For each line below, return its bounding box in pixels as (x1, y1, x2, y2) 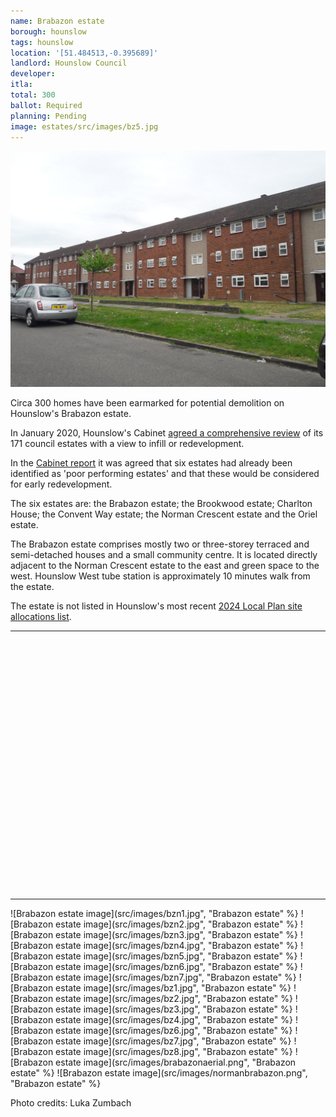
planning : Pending (10, 111, 87, 121)
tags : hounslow (10, 37, 74, 47)
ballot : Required (10, 100, 83, 110)
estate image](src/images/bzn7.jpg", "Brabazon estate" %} (55, 971, 297, 983)
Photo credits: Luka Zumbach (10, 1096, 132, 1109)
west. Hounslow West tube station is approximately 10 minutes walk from (10, 570, 311, 582)
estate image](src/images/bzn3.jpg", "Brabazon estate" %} (55, 928, 298, 940)
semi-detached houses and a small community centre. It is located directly (10, 548, 318, 560)
